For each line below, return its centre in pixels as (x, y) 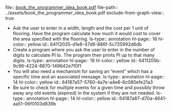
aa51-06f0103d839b (34, 104)
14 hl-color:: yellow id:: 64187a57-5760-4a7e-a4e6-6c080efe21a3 (83, 82)
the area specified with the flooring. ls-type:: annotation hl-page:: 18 (85, 39)
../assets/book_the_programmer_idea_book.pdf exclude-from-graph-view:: (85, 13)
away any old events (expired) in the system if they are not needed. (84, 93)
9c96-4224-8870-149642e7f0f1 (47, 66)
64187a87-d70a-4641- (143, 98)
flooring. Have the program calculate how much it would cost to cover (87, 33)
